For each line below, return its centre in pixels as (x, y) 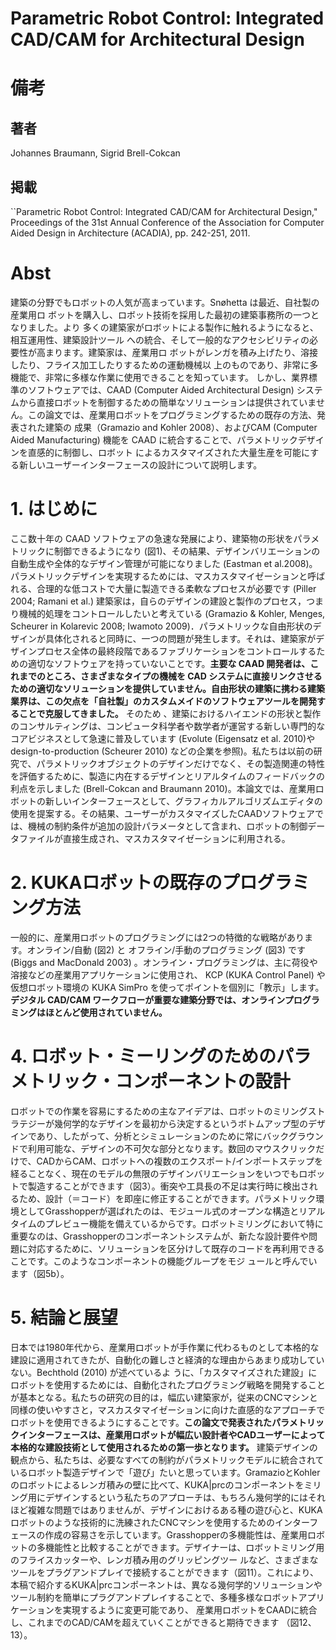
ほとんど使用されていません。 (106, 1012)
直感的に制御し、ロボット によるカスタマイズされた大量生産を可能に (169, 452)
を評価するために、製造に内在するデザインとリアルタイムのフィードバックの (167, 776)
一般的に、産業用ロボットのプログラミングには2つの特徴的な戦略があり (157, 937)
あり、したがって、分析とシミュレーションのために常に (149, 1136)
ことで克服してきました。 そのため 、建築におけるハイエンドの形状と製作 (170, 713)
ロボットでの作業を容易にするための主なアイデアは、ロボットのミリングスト (168, 1111)
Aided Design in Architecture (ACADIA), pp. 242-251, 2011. (130, 233)
